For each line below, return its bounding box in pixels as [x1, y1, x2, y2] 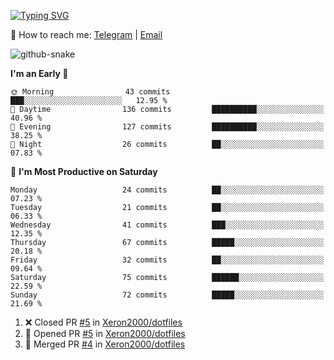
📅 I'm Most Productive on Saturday [10, 166, 158, 177]
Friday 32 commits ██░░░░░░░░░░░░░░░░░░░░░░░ [10, 255, 325, 265]
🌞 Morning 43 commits [10, 87, 171, 97]
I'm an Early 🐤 [10, 68, 69, 79]
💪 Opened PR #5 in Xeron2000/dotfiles [24, 328, 186, 339]
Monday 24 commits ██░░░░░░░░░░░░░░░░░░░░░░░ [10, 185, 325, 195]
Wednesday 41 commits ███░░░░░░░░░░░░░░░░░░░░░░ [10, 220, 325, 230]
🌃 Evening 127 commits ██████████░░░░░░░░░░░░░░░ [10, 122, 325, 132]
